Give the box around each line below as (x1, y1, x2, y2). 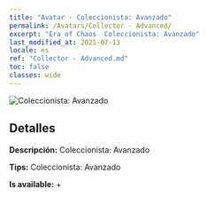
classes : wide (9, 71, 62, 80)
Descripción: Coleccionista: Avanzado (9, 144, 150, 155)
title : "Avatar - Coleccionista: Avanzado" (9, 12, 173, 22)
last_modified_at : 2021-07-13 (9, 37, 121, 47)
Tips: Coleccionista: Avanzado (9, 162, 121, 172)
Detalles (9, 121, 56, 136)
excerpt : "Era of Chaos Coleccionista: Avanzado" (9, 29, 200, 38)
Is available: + (9, 178, 62, 189)
